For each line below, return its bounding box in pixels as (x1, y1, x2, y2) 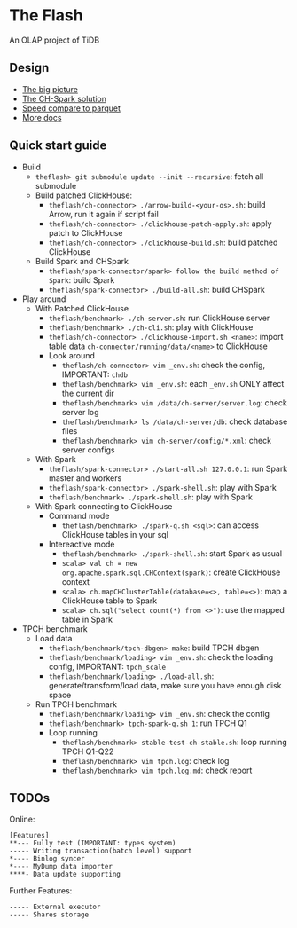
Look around (48, 350, 96, 360)
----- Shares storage (9, 910, 90, 919)
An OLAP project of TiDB (9, 35, 100, 45)
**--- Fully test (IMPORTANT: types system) (9, 839, 176, 848)
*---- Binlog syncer (9, 854, 86, 863)
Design (9, 60, 50, 75)
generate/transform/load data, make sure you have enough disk (48, 680, 282, 690)
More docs (21, 112, 62, 122)
